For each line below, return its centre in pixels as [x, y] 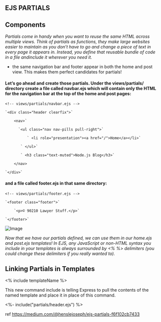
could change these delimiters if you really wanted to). [60, 253]
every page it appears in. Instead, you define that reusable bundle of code [80, 52]
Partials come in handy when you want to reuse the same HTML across [78, 37]
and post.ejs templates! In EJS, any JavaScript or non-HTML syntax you [78, 243]
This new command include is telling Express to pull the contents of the [77, 290]
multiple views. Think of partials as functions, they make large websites [78, 42]
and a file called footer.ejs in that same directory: [56, 183]
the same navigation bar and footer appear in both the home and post [82, 67]
